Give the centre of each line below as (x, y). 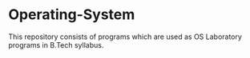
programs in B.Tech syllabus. (56, 44)
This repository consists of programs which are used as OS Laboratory (125, 37)
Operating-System (72, 15)
